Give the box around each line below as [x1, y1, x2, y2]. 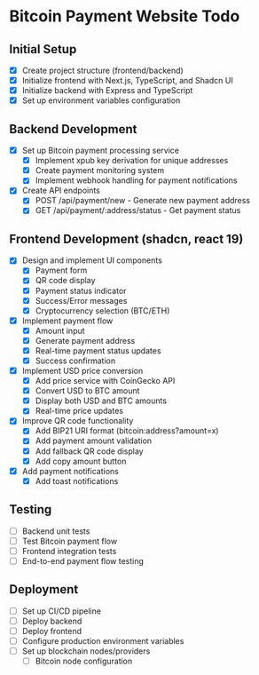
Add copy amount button [35, 456, 127, 466]
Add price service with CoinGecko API [35, 376, 176, 386]
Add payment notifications [21, 465, 120, 476]
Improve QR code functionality [21, 416, 134, 426]
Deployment [9, 582, 79, 597]
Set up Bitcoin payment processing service [21, 145, 180, 156]
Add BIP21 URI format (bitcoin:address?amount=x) [35, 425, 219, 436]
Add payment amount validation [35, 435, 153, 446]
